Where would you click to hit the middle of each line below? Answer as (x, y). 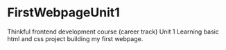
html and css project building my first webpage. (75, 38)
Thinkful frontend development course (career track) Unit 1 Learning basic (113, 32)
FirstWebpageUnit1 (63, 13)
